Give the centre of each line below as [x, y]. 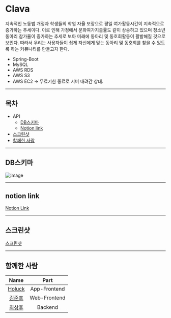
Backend [48, 307]
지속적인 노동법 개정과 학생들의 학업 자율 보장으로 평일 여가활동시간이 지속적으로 [85, 23]
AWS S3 [21, 75]
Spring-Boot [25, 59]
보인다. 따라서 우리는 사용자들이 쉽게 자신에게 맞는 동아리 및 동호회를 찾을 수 [81, 42]
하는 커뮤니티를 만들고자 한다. [40, 49]
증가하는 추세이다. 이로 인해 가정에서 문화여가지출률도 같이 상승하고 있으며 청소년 [85, 30]
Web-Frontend [48, 298]
